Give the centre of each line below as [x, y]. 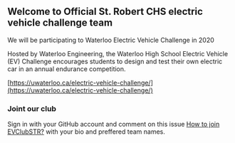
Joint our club [32, 108]
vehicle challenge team [60, 23]
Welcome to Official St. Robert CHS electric [105, 12]
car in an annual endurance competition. [67, 69]
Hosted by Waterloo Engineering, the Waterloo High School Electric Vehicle [118, 53]
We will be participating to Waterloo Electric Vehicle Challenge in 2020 [111, 40]
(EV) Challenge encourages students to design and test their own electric [115, 61]
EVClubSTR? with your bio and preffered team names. [87, 132]
